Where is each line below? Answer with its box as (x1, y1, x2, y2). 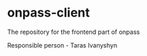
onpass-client (7, 5, 91, 21)
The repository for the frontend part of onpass (7, 28, 141, 36)
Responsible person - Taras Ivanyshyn (7, 41, 118, 49)
